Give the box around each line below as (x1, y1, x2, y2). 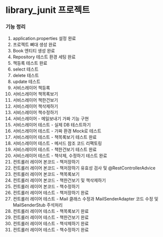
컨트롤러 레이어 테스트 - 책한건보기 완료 (12, 214, 89, 220)
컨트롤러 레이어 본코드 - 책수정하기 (12, 184, 80, 190)
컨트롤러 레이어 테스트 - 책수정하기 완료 (12, 227, 89, 233)
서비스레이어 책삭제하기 (12, 103, 58, 109)
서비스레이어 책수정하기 (12, 110, 58, 116)
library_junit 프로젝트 (5, 4, 90, 16)
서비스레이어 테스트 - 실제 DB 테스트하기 (12, 122, 91, 128)
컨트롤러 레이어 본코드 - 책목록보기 (12, 171, 80, 177)
